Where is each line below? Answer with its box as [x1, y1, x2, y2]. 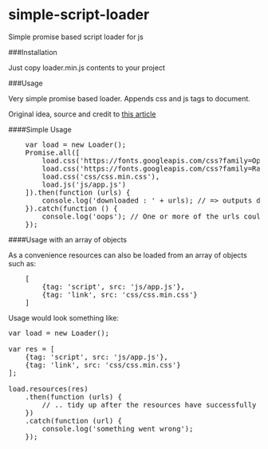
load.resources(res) [8, 384, 89, 393]
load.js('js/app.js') [41, 179, 127, 189]
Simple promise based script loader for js [8, 32, 144, 41]
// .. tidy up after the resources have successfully [41, 400, 257, 409]
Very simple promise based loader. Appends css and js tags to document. [8, 93, 251, 103]
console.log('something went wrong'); [41, 424, 194, 433]
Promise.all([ [25, 148, 81, 157]
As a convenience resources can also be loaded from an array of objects [8, 250, 247, 260]
